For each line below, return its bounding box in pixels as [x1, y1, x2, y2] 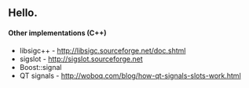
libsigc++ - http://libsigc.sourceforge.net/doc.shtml [19, 46, 186, 55]
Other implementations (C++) [8, 27, 107, 38]
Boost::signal [19, 62, 62, 71]
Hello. [8, 6, 38, 20]
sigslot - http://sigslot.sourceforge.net [19, 54, 143, 64]
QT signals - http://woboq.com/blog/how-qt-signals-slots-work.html [19, 71, 241, 80]
